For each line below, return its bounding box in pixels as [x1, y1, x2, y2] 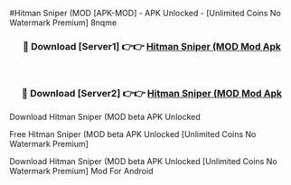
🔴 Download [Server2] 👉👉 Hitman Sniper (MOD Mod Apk [21, 88, 283, 100]
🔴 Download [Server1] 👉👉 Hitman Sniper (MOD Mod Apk [22, 40, 282, 52]
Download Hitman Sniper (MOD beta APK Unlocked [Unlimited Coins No [9, 155, 277, 166]
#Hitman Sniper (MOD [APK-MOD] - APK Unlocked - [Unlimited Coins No [9, 8, 282, 18]
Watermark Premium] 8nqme [9, 17, 117, 28]
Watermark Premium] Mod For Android [9, 165, 154, 176]
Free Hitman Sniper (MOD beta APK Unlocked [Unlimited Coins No [9, 128, 257, 139]
